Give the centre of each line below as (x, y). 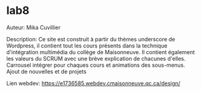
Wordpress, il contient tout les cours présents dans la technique (87, 46)
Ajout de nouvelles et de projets (47, 71)
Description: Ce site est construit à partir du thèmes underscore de (91, 39)
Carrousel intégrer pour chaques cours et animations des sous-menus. (96, 65)
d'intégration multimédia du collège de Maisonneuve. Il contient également (100, 52)
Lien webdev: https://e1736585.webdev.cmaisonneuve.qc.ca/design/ (93, 83)
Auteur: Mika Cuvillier (33, 27)
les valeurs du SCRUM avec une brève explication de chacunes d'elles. (96, 58)
